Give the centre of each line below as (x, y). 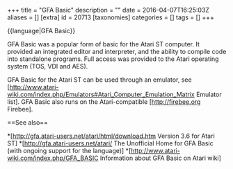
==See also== (28, 123)
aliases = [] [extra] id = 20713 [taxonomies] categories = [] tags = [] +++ (111, 17)
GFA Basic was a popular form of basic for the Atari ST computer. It (104, 44)
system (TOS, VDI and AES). (48, 66)
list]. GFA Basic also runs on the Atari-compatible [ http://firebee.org (104, 102)
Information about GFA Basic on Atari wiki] (160, 158)
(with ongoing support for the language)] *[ (69, 151)
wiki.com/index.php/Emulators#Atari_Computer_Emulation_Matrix (101, 94)
